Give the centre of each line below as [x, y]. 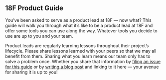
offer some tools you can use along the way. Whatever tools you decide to [82, 31]
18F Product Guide [34, 8]
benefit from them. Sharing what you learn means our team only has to [78, 56]
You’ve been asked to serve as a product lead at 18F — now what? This [79, 20]
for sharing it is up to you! [31, 72]
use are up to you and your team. [39, 36]
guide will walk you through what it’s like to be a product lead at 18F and [79, 25]
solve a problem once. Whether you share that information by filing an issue [83, 61]
